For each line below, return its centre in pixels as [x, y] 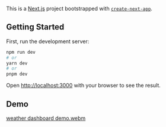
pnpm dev [17, 74]
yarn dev [17, 63]
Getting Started [35, 27]
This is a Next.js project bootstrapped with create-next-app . [79, 9]
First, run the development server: [48, 41]
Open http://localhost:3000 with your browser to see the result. [84, 86]
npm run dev [21, 52]
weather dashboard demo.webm [46, 118]
